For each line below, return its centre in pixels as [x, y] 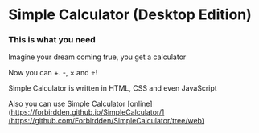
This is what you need [52, 40]
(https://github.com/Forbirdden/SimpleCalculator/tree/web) [107, 121]
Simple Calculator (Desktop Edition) [130, 15]
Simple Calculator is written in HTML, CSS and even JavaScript [113, 88]
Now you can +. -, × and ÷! [53, 73]
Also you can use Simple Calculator [67, 104]
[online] [140, 104]
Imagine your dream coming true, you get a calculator [97, 57]
